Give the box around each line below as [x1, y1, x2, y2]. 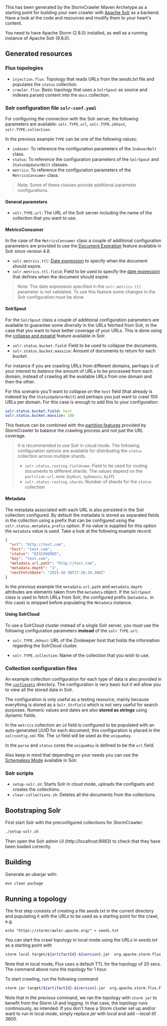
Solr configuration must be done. [17, 294, 85, 300]
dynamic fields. [5, 712, 37, 718]
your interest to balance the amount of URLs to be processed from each [5, 368, 153, 374]
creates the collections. [12, 787, 61, 793]
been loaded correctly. [5, 843, 52, 849]
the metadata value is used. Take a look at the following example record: [5, 528, 152, 534]
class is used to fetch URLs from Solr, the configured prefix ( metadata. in [5, 594, 154, 600]
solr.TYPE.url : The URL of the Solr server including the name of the [12, 210, 153, 216]
